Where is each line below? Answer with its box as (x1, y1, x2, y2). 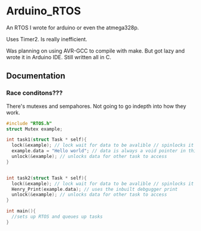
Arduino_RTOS (6, 4, 81, 18)
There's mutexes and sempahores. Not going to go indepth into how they (6, 102, 187, 110)
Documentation (6, 71, 66, 81)
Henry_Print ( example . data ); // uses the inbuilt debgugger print (11, 186, 178, 192)
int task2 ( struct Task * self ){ (6, 175, 87, 181)
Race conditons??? (6, 89, 63, 97)
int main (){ (6, 208, 36, 214)
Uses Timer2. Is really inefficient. (6, 35, 88, 42)
